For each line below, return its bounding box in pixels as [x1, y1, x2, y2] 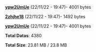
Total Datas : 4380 [5, 33, 42, 38]
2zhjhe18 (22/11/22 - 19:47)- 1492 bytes [5, 14, 86, 19]
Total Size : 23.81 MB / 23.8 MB [5, 42, 67, 48]
